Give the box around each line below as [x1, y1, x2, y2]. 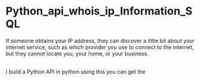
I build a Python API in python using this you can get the [5, 68, 146, 75]
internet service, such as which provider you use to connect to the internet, [5, 44, 194, 51]
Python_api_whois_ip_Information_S [5, 4, 192, 18]
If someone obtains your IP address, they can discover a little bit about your [5, 37, 195, 44]
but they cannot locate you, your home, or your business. [5, 50, 149, 57]
